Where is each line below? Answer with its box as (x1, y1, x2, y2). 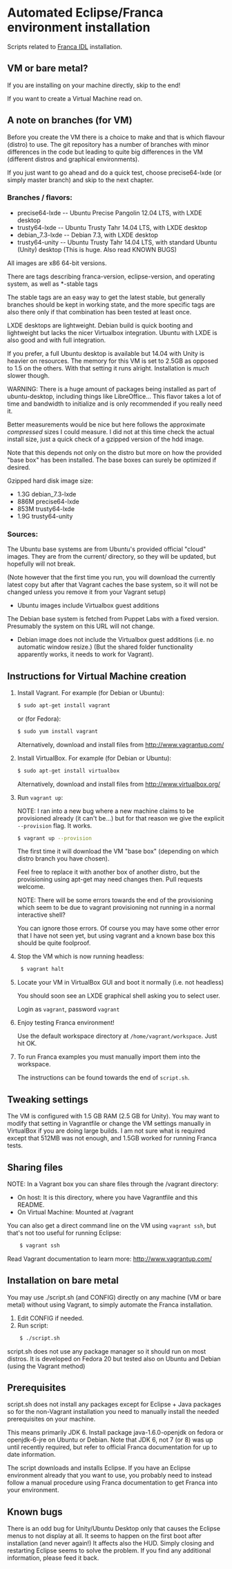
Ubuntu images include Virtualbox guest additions (17, 601, 159, 610)
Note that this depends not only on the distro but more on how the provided (7, 448, 222, 456)
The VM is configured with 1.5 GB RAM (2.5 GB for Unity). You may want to (7, 1112, 220, 1120)
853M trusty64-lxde (17, 504, 75, 513)
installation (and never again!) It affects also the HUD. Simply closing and (7, 1539, 215, 1548)
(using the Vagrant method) (7, 1362, 86, 1370)
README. (17, 1200, 45, 1209)
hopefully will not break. (7, 559, 76, 568)
